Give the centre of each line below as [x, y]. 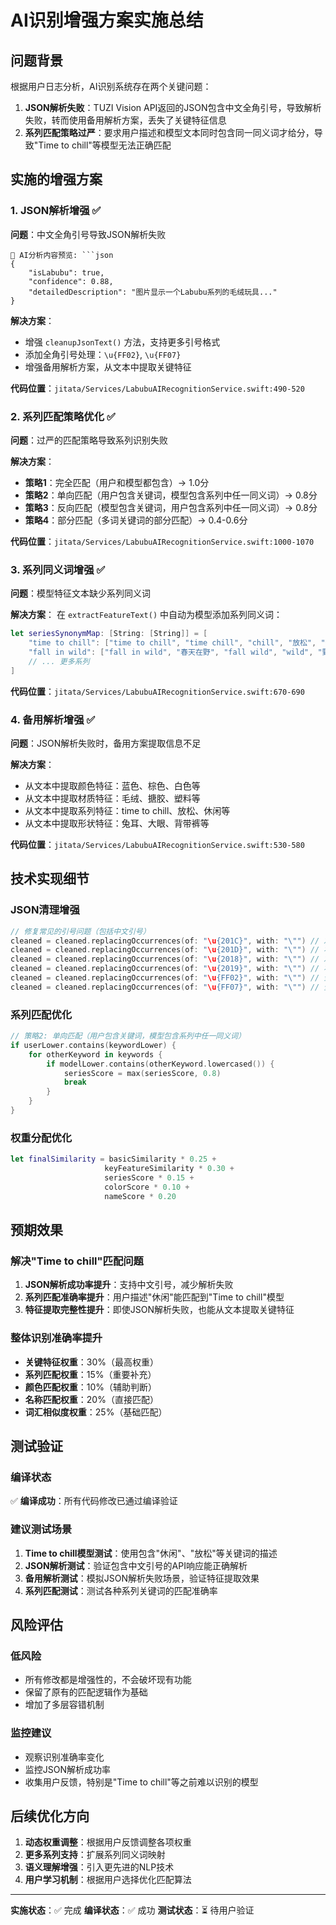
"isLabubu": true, [66, 272]
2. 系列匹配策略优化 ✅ [63, 416]
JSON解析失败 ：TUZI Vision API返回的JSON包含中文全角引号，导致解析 [173, 107]
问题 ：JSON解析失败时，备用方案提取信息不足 [106, 743]
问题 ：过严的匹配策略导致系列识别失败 [89, 440]
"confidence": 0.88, [71, 281]
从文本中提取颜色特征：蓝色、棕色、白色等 [112, 785]
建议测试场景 [41, 1529]
